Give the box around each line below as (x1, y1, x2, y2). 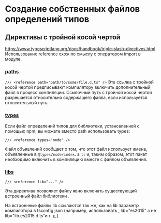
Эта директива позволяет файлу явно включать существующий (5, 188, 137, 193)
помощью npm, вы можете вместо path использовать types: (5, 128, 130, 134)
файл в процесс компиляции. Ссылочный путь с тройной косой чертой (5, 90, 152, 96)
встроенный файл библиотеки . (5, 193, 70, 199)
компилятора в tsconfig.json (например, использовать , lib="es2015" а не (5, 207, 156, 213)
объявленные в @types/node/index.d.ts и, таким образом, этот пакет (5, 151, 147, 157)
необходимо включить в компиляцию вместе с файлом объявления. (5, 156, 147, 162)
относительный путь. (5, 100, 49, 106)
